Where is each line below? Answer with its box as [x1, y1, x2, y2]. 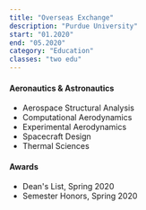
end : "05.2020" [9, 38, 66, 48]
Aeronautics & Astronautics [9, 83, 115, 93]
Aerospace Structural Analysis [21, 102, 134, 113]
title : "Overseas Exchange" [9, 13, 115, 22]
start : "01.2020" [9, 30, 74, 39]
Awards [9, 161, 39, 171]
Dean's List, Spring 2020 [21, 181, 115, 192]
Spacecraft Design [21, 131, 91, 142]
